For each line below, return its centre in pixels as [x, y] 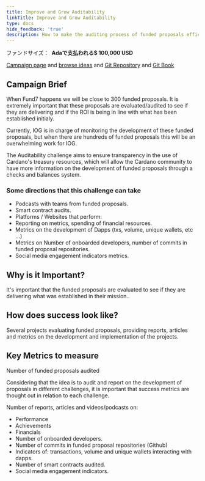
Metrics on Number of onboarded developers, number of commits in [101, 243]
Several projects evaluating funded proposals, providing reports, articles [97, 330]
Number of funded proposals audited [53, 370]
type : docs [20, 23]
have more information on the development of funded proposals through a [100, 168]
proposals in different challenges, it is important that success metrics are [98, 389]
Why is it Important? [46, 275]
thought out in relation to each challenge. [58, 395]
